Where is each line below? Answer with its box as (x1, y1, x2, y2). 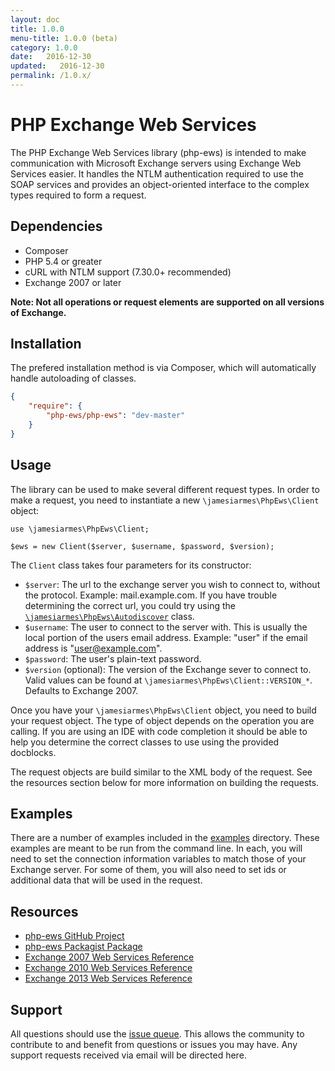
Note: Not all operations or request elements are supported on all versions (10, 296, 325, 308)
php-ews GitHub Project (24, 930, 125, 942)
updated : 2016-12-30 (10, 61, 105, 71)
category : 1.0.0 (10, 42, 78, 53)
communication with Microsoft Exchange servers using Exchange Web (10, 157, 302, 169)
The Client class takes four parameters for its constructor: (10, 559, 252, 571)
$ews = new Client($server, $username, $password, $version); (10, 541, 275, 551)
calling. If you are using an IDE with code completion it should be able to (10, 725, 308, 737)
